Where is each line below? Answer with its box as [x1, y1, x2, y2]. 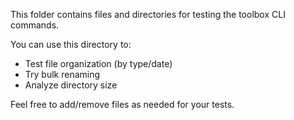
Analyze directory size [24, 79, 118, 91]
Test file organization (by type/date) [24, 58, 173, 69]
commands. [10, 19, 60, 31]
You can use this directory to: [10, 39, 132, 50]
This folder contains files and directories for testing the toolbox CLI [10, 9, 286, 20]
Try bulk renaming [24, 69, 101, 80]
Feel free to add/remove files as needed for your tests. [10, 99, 235, 110]
